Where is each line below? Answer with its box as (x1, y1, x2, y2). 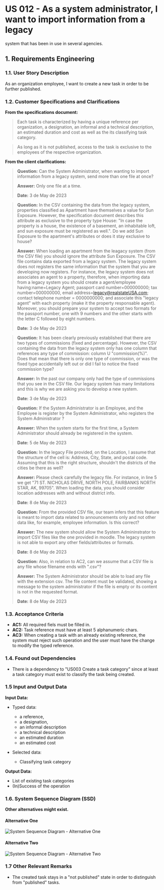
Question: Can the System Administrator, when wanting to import (17, 168, 149, 174)
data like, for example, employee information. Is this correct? (17, 519, 140, 525)
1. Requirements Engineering (5, 55, 94, 63)
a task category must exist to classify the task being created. (12, 671, 136, 677)
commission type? (17, 366, 54, 372)
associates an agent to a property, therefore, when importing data (17, 274, 150, 280)
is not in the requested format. (17, 589, 78, 594)
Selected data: (12, 749, 42, 755)
